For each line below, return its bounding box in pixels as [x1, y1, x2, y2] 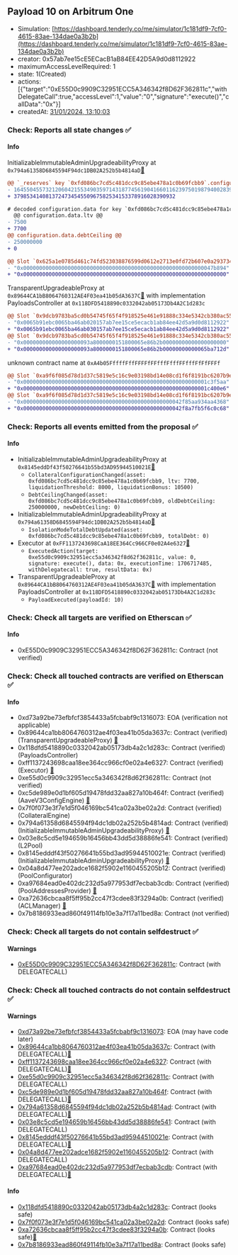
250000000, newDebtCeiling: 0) [28, 503, 121, 511]
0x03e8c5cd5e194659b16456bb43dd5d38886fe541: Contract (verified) [17, 834, 229, 843]
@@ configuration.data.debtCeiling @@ [7, 232, 122, 240]
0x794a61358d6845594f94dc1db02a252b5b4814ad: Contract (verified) [17, 818, 229, 828]
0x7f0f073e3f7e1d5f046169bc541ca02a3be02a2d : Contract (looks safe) [17, 1217, 230, 1226]
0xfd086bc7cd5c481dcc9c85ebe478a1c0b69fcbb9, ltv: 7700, [28, 478, 200, 485]
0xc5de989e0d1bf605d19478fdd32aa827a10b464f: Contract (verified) [17, 789, 225, 797]
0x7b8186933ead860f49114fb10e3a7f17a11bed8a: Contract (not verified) [17, 909, 230, 918]
